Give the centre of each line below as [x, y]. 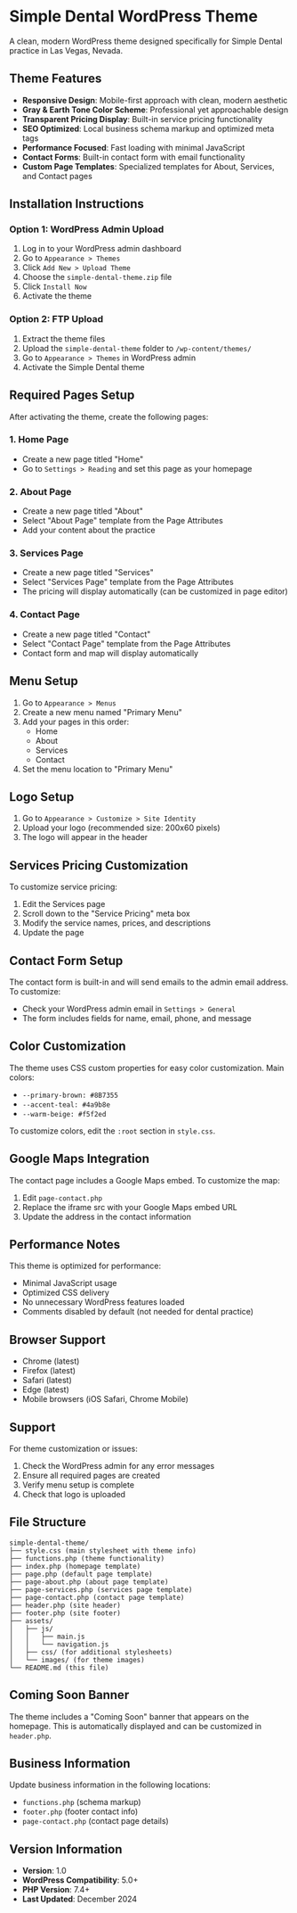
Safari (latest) [47, 1381]
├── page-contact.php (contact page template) [97, 1597]
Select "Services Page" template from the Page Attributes [128, 582]
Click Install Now [54, 286]
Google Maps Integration [79, 1159]
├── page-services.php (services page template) [101, 1589]
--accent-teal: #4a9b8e [66, 1105]
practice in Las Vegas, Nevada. [66, 50]
